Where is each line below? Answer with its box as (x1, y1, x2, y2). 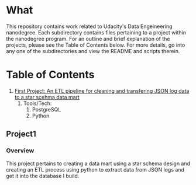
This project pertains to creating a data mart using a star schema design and (6, 160, 191, 167)
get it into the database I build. (6, 172, 80, 179)
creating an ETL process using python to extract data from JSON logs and (6, 166, 184, 173)
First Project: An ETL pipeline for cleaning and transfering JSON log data (14, 87, 190, 94)
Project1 (6, 129, 36, 139)
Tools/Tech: (23, 100, 52, 107)
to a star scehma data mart (14, 93, 80, 100)
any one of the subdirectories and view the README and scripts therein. (6, 47, 180, 54)
